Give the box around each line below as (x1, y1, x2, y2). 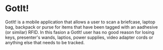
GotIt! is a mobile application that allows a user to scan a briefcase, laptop (5, 19, 156, 25)
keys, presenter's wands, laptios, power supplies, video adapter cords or (5, 34, 153, 40)
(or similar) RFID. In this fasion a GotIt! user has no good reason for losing (5, 29, 155, 35)
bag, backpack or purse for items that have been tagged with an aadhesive (5, 24, 158, 30)
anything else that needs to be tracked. (5, 39, 85, 45)
